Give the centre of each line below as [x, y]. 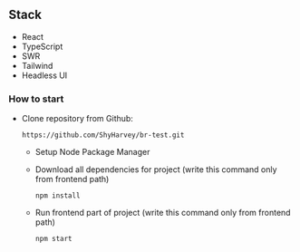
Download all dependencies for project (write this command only [156, 170]
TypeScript [42, 46]
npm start [54, 239]
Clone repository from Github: [77, 119]
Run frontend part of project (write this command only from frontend [163, 213]
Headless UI [44, 75]
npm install [58, 196]
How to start [36, 99]
